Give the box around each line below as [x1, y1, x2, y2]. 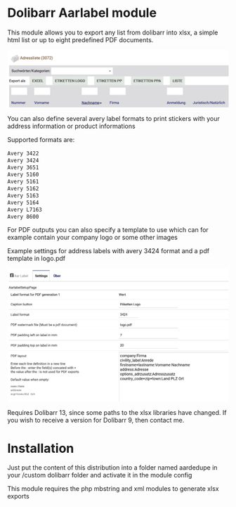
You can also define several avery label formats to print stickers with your [7, 114, 220, 122]
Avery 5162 [7, 185, 39, 192]
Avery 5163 [7, 192, 39, 199]
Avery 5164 [7, 199, 39, 206]
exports [7, 492, 29, 501]
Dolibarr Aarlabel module [7, 5, 157, 21]
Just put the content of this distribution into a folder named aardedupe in [7, 463, 218, 472]
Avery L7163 [7, 206, 42, 213]
